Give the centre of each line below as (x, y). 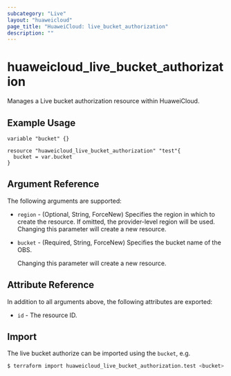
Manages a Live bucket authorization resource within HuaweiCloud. (103, 101)
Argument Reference (53, 184)
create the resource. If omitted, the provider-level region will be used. (116, 222)
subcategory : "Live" (37, 14)
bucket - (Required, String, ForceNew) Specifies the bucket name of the (119, 242)
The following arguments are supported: (65, 201)
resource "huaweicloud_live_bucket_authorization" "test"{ (94, 151)
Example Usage (41, 123)
